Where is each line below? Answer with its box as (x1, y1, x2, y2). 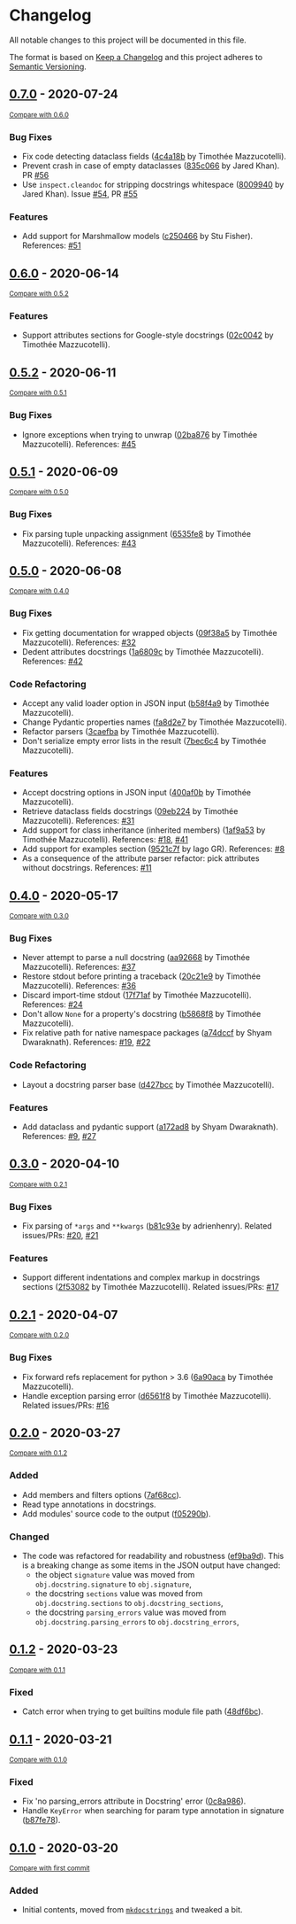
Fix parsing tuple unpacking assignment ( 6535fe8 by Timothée (21, 528, 252, 539)
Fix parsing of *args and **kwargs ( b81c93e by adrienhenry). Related (21, 1221, 272, 1231)
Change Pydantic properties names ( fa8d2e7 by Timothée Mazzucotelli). (21, 717, 287, 727)
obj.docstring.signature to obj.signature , (34, 1579, 193, 1589)
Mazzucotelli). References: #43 (21, 538, 137, 548)
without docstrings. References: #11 (21, 863, 152, 873)
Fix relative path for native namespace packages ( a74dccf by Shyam (21, 1028, 272, 1038)
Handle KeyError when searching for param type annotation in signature (21, 1805, 285, 1816)
